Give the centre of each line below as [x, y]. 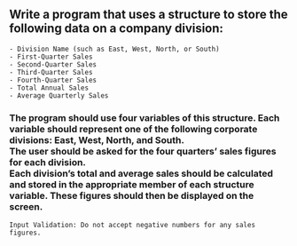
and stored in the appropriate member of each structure [132, 184]
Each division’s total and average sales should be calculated [141, 173]
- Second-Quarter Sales [53, 64]
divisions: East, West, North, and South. [97, 139]
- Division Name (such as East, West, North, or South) [114, 49]
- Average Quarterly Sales [59, 95]
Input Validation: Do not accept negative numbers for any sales [132, 226]
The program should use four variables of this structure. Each [145, 117]
